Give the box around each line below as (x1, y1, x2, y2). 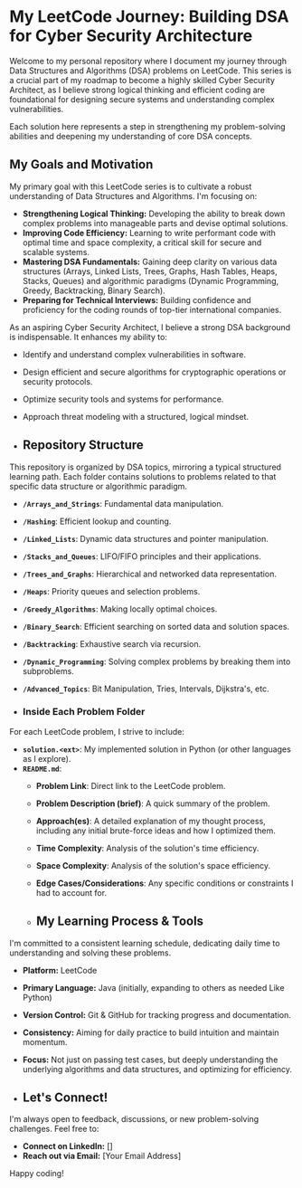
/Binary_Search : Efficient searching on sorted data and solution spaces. (22, 621, 290, 632)
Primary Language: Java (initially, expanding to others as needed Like (22, 982, 285, 993)
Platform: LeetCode (22, 965, 98, 975)
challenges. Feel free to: (9, 1124, 99, 1135)
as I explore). (22, 753, 71, 764)
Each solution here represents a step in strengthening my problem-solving (9, 120, 287, 132)
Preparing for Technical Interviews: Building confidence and (22, 294, 251, 305)
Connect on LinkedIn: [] (22, 1141, 113, 1152)
